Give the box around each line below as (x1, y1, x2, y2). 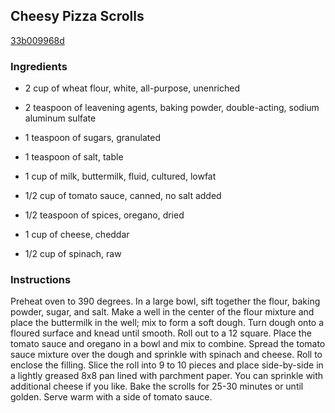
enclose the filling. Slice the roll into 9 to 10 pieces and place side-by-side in (10, 359, 324, 371)
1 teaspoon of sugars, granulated (24, 132, 161, 144)
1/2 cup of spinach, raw (24, 248, 122, 260)
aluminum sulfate (24, 112, 97, 124)
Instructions (10, 273, 72, 287)
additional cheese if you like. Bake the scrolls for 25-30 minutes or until (10, 380, 304, 393)
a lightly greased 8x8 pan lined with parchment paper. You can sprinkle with (10, 370, 324, 382)
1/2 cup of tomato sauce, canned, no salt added (24, 190, 222, 202)
